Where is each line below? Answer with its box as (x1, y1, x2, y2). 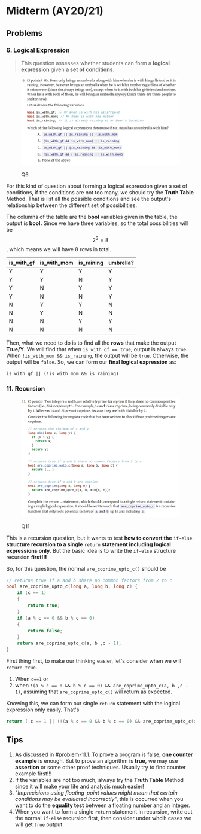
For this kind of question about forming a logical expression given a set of (6, 182, 188, 190)
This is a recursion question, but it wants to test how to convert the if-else (6, 534, 193, 541)
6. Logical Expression (6, 46, 70, 54)
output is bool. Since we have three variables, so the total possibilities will (6, 220, 188, 227)
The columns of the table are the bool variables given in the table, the (6, 214, 178, 221)
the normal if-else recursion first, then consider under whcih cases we (14, 814, 192, 821)
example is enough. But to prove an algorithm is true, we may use (14, 757, 178, 764)
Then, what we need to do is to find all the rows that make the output (6, 339, 176, 346)
